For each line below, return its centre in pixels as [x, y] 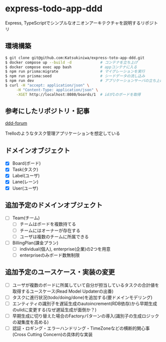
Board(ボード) [26, 163]
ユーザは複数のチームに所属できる [54, 236]
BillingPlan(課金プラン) [35, 243]
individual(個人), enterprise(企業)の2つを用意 [65, 249]
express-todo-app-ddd [54, 9]
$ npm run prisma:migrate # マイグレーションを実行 [75, 72]
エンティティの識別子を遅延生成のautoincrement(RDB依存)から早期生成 [84, 304]
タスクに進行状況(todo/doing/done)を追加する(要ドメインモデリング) [82, 297]
